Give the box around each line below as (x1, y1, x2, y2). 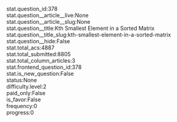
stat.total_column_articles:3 (6, 57, 75, 64)
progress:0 (6, 109, 34, 116)
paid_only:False (6, 90, 46, 96)
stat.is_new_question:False (6, 70, 74, 77)
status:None (6, 76, 37, 84)
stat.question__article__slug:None (6, 18, 91, 25)
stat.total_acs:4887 (6, 44, 55, 51)
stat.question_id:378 (6, 5, 58, 12)
